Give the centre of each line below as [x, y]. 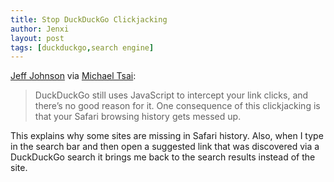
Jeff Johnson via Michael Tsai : [73, 76]
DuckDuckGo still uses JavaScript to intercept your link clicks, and [171, 95]
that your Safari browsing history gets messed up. [138, 117]
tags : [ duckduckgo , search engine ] [82, 47]
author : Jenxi [40, 29]
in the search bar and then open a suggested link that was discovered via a [165, 147]
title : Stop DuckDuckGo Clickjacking [89, 19]
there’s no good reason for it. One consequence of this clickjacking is [177, 106]
